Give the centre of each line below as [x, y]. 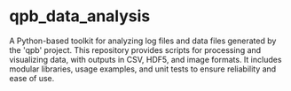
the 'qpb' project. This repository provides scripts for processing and [135, 49]
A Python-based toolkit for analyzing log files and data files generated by [143, 41]
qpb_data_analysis [80, 16]
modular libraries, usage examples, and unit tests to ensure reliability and [143, 69]
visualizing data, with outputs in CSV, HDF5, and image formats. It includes [145, 59]
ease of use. [32, 78]
